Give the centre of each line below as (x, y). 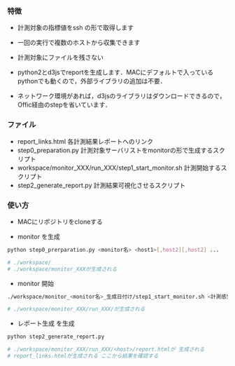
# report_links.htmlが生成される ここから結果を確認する (83, 356)
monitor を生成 (39, 236)
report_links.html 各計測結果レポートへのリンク (85, 141)
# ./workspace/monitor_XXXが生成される (62, 269)
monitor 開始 (36, 283)
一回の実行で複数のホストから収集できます (79, 43)
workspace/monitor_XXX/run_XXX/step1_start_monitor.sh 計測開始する (119, 168)
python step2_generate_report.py (56, 337)
